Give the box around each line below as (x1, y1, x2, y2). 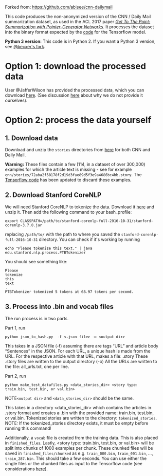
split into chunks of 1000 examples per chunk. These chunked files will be (5, 445, 153, 451)
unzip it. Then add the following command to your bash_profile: (5, 209, 132, 215)
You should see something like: (5, 258, 68, 264)
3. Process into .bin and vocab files (5, 303, 114, 311)
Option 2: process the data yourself (5, 114, 152, 126)
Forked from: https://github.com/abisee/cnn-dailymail (5, 4, 113, 10)
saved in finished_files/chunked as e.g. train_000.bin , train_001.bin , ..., (5, 450, 153, 456)
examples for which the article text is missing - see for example (5, 166, 132, 172)
